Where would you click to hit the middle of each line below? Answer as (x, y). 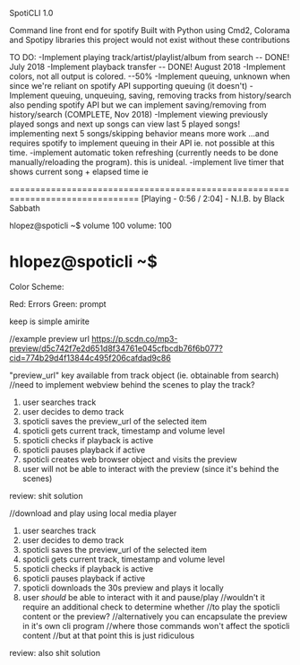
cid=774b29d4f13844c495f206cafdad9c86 (90, 357)
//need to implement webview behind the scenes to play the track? (132, 384)
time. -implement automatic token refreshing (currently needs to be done (144, 153)
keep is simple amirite (49, 321)
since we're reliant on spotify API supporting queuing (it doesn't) (129, 86)
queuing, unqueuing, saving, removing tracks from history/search (171, 95)
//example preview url (49, 338)
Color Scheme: (37, 286)
